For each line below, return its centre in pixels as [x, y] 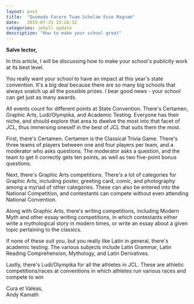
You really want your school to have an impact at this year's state [85, 79]
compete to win [25, 277]
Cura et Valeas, [25, 289]
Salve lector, [22, 50]
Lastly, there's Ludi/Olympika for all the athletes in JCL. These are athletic [95, 265]
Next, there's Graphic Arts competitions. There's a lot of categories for [91, 175]
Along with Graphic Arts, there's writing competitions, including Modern [93, 211]
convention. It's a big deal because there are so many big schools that [91, 85]
